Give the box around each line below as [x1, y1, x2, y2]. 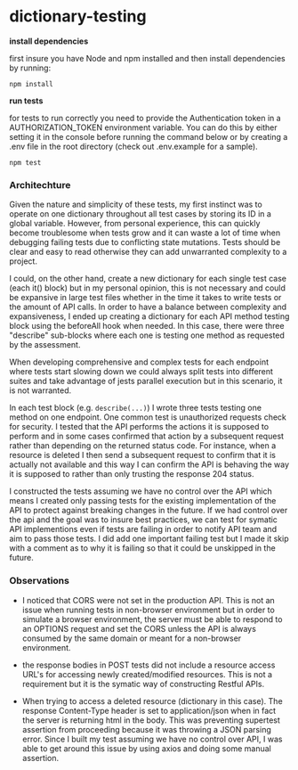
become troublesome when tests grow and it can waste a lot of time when [9, 227, 281, 238]
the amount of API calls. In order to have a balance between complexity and [9, 301, 287, 313]
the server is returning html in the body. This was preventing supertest [21, 715, 280, 725]
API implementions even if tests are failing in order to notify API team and [9, 524, 278, 535]
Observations [9, 575, 69, 587]
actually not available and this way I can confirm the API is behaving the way [9, 459, 290, 470]
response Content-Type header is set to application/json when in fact [21, 705, 277, 716]
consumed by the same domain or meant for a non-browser [21, 633, 242, 643]
